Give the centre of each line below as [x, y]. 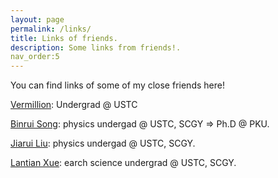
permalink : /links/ [51, 29]
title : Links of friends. [64, 38]
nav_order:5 [35, 57]
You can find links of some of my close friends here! [117, 85]
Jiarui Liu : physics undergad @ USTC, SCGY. [103, 143]
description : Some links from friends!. [96, 47]
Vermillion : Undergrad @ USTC [74, 105]
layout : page [37, 19]
